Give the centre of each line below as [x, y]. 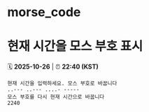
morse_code [44, 12]
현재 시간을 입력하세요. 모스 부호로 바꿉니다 [62, 84]
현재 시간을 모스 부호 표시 [75, 47]
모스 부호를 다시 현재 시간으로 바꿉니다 [56, 97]
